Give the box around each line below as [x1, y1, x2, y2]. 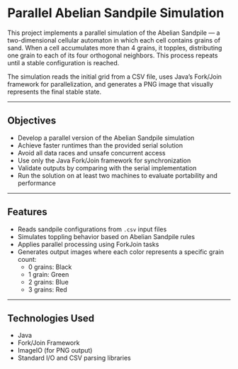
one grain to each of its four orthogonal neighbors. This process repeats [7, 51, 218, 60]
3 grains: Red [28, 285, 67, 294]
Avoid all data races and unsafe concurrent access [17, 148, 166, 157]
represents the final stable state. [7, 87, 102, 96]
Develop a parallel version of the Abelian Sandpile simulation [17, 133, 195, 142]
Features [7, 206, 47, 218]
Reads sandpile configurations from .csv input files [17, 225, 167, 233]
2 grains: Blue [28, 277, 69, 286]
